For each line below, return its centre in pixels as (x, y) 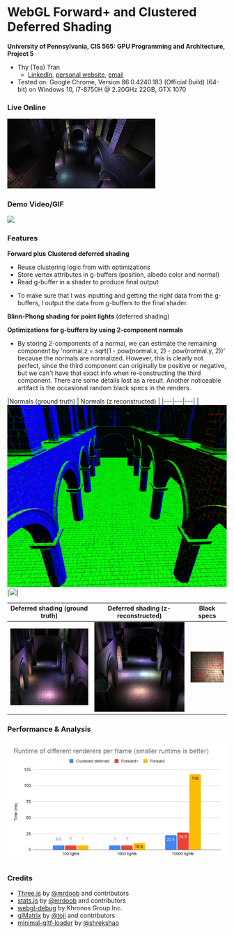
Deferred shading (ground (49, 608)
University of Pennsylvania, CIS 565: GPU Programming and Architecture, (116, 46)
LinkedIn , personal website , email (76, 75)
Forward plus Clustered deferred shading (68, 253)
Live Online (27, 107)
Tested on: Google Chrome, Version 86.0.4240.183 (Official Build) (111, 82)
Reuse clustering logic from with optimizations (84, 267)
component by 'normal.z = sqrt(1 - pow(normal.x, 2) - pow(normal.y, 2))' (121, 351)
